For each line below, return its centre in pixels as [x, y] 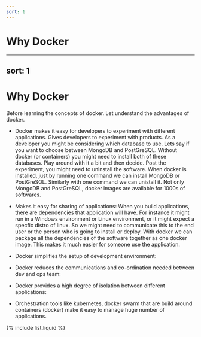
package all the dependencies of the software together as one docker [101, 238]
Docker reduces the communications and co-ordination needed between [105, 268]
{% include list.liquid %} [36, 327]
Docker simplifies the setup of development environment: [86, 256]
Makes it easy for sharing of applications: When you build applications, [102, 206]
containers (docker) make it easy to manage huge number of [90, 309]
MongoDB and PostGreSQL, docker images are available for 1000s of [100, 188]
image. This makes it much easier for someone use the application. [98, 244]
